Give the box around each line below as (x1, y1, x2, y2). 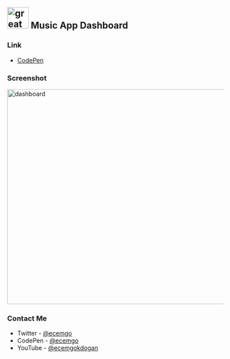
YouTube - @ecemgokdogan (16, 344, 98, 352)
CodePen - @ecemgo (16, 336, 79, 345)
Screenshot (7, 73, 47, 83)
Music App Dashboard (30, 20, 128, 32)
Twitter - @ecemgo (16, 329, 72, 338)
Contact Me (7, 314, 47, 323)
